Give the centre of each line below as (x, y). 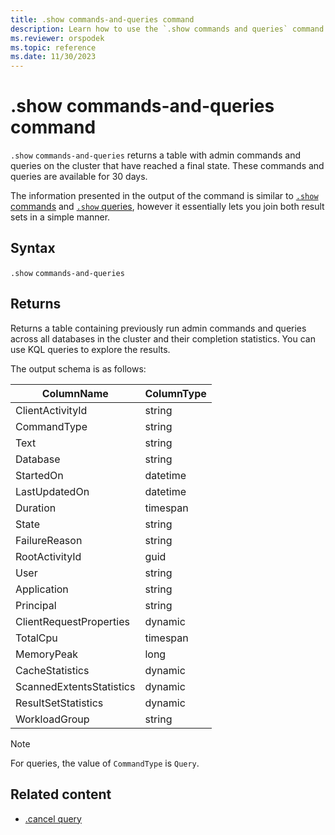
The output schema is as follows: (78, 368)
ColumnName (75, 393)
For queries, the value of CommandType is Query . (105, 763)
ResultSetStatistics (59, 703)
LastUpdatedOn (52, 491)
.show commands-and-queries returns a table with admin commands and (155, 155)
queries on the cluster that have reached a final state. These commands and (167, 166)
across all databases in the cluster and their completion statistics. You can (163, 338)
